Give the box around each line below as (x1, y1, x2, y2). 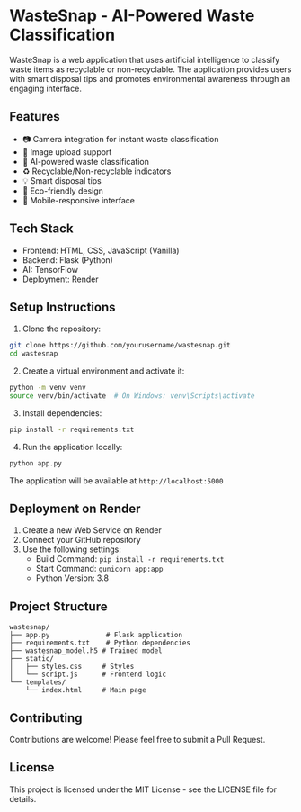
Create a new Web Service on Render (22, 525, 162, 536)
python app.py (9, 458, 63, 468)
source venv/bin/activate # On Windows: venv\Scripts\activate (9, 392, 255, 401)
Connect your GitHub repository (22, 535, 141, 546)
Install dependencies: (22, 407, 102, 419)
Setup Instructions (9, 299, 116, 315)
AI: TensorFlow (22, 264, 79, 275)
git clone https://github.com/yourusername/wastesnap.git (9, 341, 231, 350)
